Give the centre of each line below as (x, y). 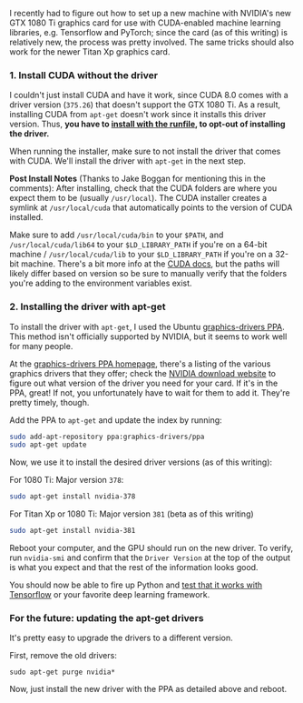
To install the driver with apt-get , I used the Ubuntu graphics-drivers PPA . (147, 326)
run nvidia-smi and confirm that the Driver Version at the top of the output (150, 557)
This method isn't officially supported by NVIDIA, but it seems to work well (148, 336)
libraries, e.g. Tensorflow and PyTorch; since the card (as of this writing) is (149, 32)
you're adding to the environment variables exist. (101, 283)
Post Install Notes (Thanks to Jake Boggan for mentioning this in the (137, 179)
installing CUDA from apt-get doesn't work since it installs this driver (138, 115)
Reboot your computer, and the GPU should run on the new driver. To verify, (151, 548)
